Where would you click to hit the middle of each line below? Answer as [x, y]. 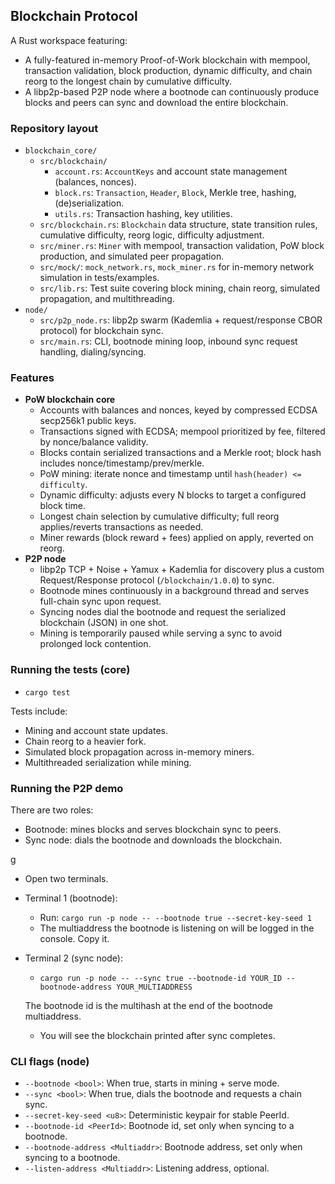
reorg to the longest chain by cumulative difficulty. [128, 81]
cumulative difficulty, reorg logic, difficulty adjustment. [152, 235]
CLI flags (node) [50, 1061]
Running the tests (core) [70, 670]
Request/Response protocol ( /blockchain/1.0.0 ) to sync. [157, 580]
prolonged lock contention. [95, 644]
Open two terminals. [66, 878]
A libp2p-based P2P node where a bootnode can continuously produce [172, 91]
